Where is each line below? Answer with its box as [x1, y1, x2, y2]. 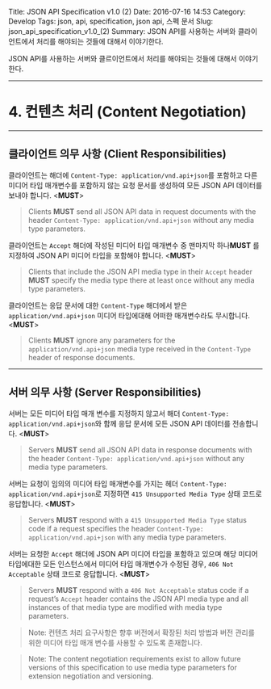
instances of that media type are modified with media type [27, 602, 223, 612]
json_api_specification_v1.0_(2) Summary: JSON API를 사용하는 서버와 [8, 27, 236, 36]
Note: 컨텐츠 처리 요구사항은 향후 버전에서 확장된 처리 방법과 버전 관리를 [27, 628, 256, 637]
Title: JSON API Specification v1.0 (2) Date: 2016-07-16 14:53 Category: [8, 7, 246, 16]
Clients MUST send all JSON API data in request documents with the [27, 206, 256, 216]
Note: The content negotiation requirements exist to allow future [27, 653, 241, 663]
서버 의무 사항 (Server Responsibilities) [8, 385, 202, 399]
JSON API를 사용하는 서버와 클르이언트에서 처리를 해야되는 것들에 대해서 [8, 54, 237, 63]
